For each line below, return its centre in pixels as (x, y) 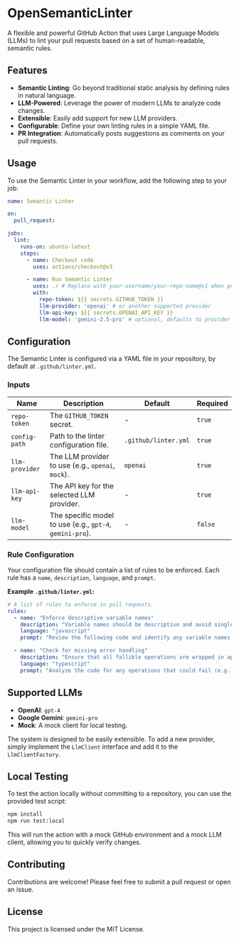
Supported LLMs (45, 693)
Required (212, 403)
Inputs (19, 385)
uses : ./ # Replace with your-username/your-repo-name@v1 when (128, 286)
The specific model (82, 515)
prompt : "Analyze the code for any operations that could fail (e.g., (127, 670)
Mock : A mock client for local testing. (73, 725)
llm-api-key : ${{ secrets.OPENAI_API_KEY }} (106, 313)
